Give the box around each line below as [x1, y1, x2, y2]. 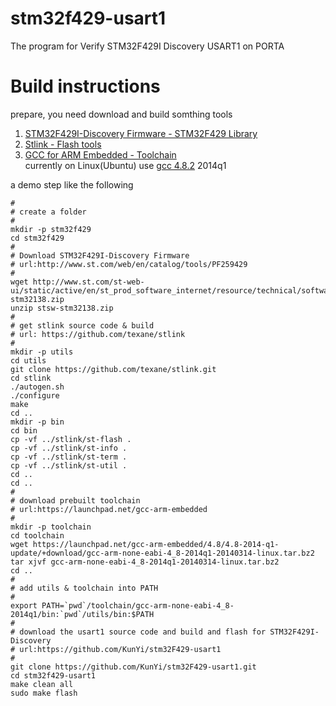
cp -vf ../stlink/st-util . [10, 460, 128, 471]
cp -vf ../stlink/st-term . [10, 452, 128, 462]
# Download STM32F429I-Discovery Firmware [10, 250, 190, 261]
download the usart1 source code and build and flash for [19, 627, 267, 637]
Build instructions [10, 75, 161, 98]
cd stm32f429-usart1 [10, 670, 97, 681]
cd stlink [10, 373, 52, 383]
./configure [10, 390, 60, 401]
